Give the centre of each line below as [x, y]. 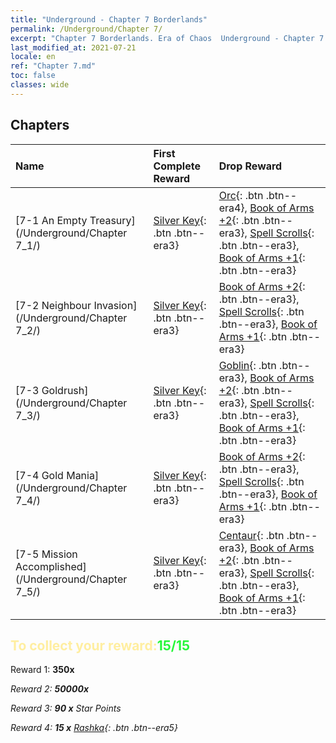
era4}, [233, 208]
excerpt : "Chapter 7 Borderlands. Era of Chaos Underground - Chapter [162, 38]
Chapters [40, 125]
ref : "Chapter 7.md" [53, 66]
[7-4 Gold [39, 475]
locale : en [33, 57]
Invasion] [115, 305]
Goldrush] [65, 390]
